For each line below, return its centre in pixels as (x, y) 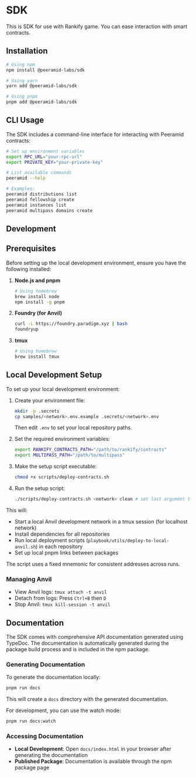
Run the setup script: (40, 488)
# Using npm (20, 64)
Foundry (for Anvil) (38, 313)
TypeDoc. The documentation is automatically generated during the (88, 643)
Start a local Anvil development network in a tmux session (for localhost (101, 521)
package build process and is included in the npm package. (78, 649)
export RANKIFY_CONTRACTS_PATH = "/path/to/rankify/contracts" (91, 450)
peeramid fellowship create (40, 200)
